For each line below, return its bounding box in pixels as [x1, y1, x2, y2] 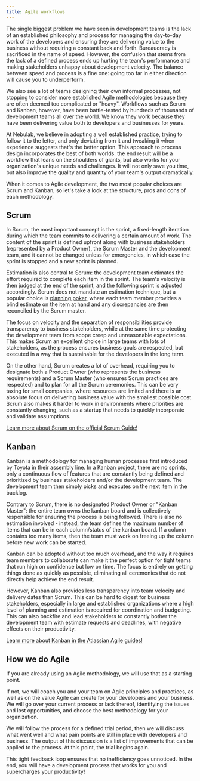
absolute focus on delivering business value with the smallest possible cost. [6, 394, 193, 401]
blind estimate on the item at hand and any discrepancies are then [6, 301, 169, 308]
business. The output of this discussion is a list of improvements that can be [6, 737, 193, 745]
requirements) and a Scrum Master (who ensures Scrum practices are [6, 375, 178, 382]
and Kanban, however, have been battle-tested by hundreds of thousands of [6, 106, 194, 113]
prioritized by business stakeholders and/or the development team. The [6, 477, 182, 484]
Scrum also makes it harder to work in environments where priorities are [6, 400, 184, 408]
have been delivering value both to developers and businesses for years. [6, 119, 185, 126]
